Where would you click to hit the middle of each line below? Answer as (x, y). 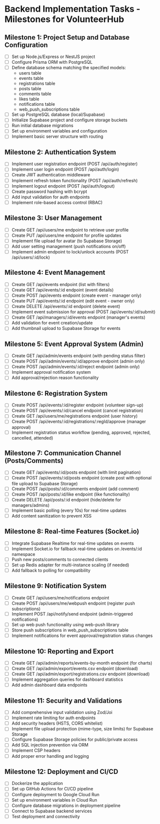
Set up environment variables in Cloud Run (54, 800)
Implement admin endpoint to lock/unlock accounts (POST (70, 251)
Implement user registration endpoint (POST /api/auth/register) (75, 164)
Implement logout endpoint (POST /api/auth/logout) (63, 186)
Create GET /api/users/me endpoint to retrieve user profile (70, 230)
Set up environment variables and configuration (59, 131)
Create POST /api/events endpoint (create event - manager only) (76, 295)
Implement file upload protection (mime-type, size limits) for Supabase (82, 729)
